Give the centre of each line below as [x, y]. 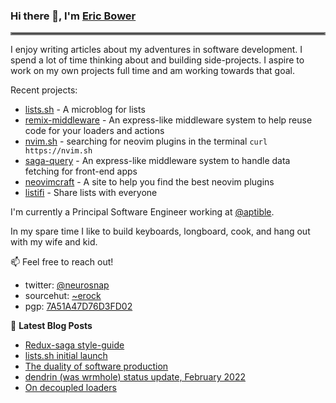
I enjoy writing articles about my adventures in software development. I [156, 50]
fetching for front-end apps [81, 171]
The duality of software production [96, 366]
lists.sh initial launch [66, 356]
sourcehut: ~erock [63, 296]
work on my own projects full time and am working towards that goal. [152, 71]
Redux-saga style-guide [74, 345]
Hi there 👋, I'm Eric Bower [73, 16]
